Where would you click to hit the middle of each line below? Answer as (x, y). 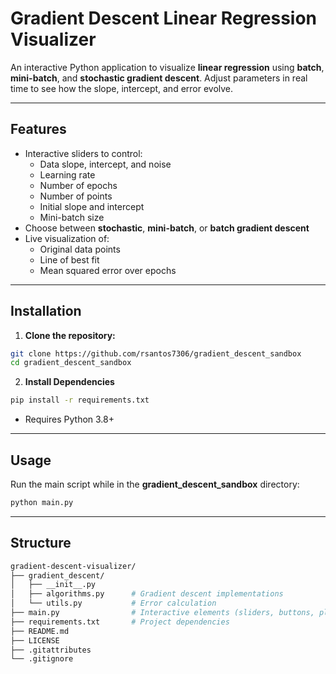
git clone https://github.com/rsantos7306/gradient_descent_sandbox (156, 353)
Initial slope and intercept (92, 206)
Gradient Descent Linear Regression (164, 18)
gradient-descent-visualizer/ (73, 566)
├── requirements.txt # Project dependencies (120, 622)
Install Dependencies (69, 382)
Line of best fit (69, 259)
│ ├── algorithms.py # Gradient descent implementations (147, 594)
